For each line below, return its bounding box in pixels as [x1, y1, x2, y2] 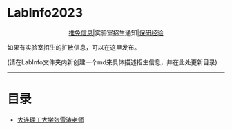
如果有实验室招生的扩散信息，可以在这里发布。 [7, 43, 140, 51]
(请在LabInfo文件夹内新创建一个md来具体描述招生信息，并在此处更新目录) [7, 57, 217, 66]
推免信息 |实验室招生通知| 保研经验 [68, 28, 164, 37]
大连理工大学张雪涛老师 [17, 115, 84, 124]
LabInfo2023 [7, 5, 83, 21]
